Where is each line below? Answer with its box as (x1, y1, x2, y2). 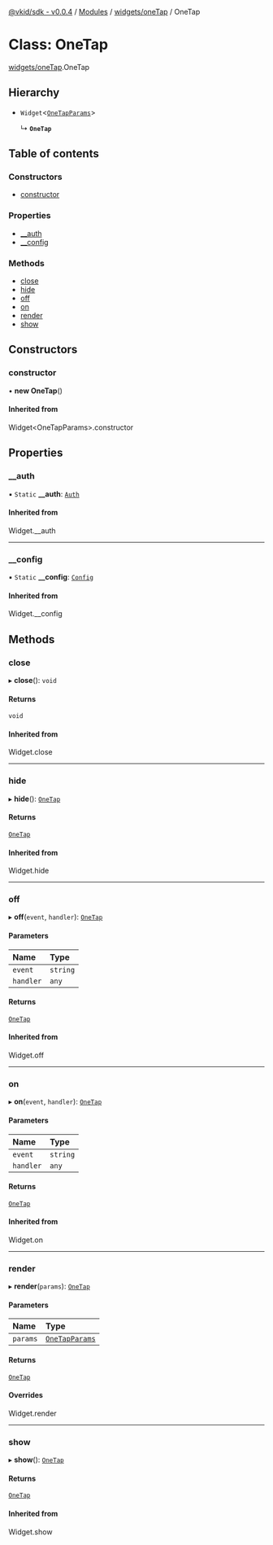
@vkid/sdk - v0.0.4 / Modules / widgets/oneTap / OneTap (8, 7, 201, 16)
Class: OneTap (8, 36, 108, 54)
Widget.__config (8, 609, 63, 619)
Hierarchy (8, 85, 60, 100)
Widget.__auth (8, 525, 56, 536)
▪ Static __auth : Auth (8, 488, 80, 499)
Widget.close (8, 747, 53, 757)
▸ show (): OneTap (8, 1455, 64, 1464)
